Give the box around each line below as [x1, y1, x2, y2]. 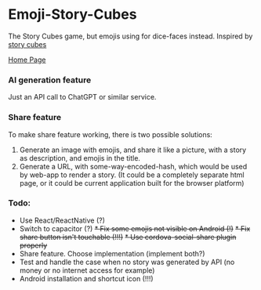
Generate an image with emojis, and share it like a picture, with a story [19, 145, 247, 154]
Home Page [8, 55, 46, 64]
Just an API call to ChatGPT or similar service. [8, 92, 157, 102]
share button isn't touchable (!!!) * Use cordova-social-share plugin [19, 232, 237, 241]
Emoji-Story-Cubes [8, 5, 137, 24]
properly [19, 241, 48, 250]
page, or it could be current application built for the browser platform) [19, 178, 245, 187]
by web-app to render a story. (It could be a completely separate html [19, 170, 245, 179]
